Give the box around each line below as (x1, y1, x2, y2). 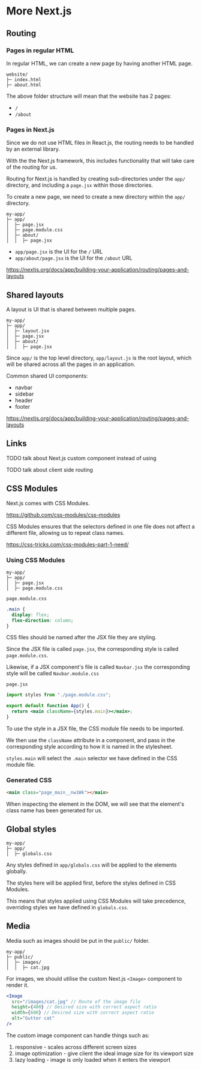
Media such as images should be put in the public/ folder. (6, 937, 150, 944)
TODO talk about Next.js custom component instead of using (6, 454, 157, 461)
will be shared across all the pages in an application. (6, 361, 136, 368)
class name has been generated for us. (6, 807, 103, 814)
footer (14, 403, 31, 410)
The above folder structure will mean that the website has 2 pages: (6, 92, 172, 100)
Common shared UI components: (6, 372, 88, 379)
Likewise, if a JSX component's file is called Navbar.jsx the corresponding (6, 663, 190, 671)
